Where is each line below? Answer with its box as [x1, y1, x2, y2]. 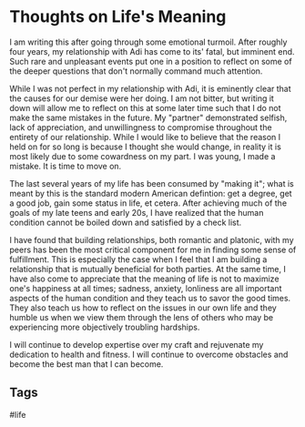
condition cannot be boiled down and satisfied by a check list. [9, 217, 242, 228]
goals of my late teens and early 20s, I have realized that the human [9, 207, 264, 218]
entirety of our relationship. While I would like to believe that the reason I [9, 131, 281, 142]
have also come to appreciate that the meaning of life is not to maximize [9, 273, 280, 284]
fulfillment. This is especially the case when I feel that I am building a [9, 253, 268, 265]
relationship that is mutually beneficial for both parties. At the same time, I [9, 263, 287, 274]
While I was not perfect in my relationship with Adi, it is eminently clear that [9, 83, 291, 94]
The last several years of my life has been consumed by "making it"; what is [9, 178, 294, 188]
